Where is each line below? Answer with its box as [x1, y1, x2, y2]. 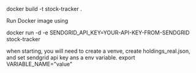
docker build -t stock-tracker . [6, 6, 82, 12]
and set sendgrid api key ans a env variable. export [6, 54, 136, 61]
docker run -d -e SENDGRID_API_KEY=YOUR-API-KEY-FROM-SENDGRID [6, 29, 190, 36]
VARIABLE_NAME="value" [6, 61, 72, 67]
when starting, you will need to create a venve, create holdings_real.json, [6, 47, 191, 55]
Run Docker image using [6, 17, 69, 24]
